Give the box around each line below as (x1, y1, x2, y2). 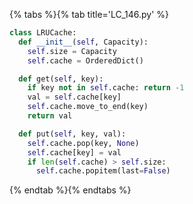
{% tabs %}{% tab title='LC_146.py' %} (9, 9, 170, 20)
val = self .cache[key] (27, 92, 122, 103)
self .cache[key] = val (27, 147, 122, 158)
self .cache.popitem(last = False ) (35, 166, 171, 176)
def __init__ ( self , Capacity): (18, 37, 149, 47)
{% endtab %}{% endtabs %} (9, 184, 132, 196)
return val (27, 111, 73, 121)
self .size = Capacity (27, 46, 117, 56)
